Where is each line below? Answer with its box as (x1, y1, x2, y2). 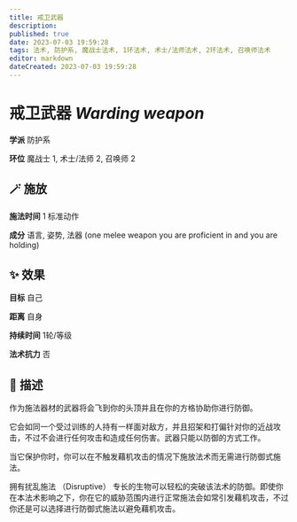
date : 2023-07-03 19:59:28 (9, 37, 109, 47)
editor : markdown (9, 54, 74, 63)
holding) (9, 239, 40, 250)
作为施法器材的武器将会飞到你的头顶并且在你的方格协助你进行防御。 (9, 402, 258, 413)
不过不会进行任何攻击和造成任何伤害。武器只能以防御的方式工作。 (24, 432, 266, 443)
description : (9, 21, 58, 30)
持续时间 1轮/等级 (9, 330, 73, 341)
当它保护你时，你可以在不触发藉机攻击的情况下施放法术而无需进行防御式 (9, 451, 273, 462)
